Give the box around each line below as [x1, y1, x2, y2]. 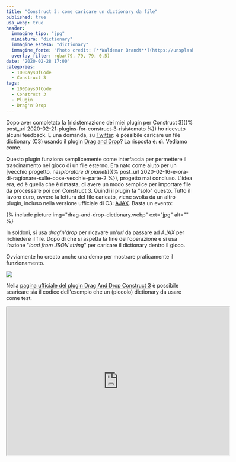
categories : [6, 63, 36, 70]
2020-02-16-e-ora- [141, 168, 189, 175]
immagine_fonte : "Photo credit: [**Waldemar [11, 47, 123, 53]
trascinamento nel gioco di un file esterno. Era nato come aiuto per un [6, 161, 177, 169]
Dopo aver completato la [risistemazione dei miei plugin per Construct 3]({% [6, 119, 193, 126]
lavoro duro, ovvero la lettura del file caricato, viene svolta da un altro [6, 193, 176, 200]
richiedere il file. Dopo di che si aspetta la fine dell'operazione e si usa [6, 235, 177, 242]
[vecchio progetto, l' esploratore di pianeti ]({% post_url [6, 168, 140, 175]
